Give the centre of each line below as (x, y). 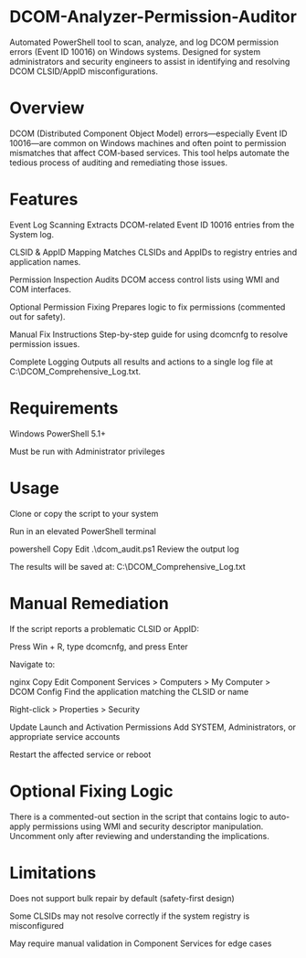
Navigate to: (32, 664)
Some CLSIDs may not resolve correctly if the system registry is (130, 916)
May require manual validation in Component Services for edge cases (141, 943)
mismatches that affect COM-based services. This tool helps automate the (150, 153)
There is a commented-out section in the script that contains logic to (138, 816)
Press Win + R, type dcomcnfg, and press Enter (99, 647)
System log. (32, 234)
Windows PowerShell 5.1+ (58, 433)
